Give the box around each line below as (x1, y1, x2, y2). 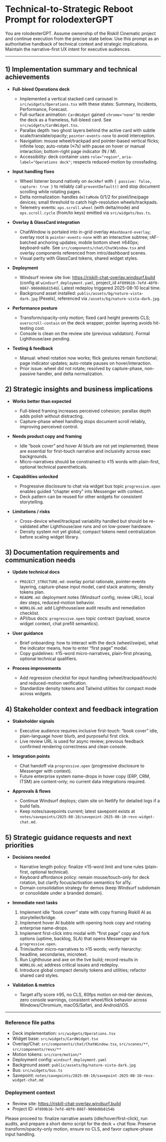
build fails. (19, 803, 41, 809)
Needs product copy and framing (12, 433, 82, 439)
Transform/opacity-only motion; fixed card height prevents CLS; (19, 315, 150, 321)
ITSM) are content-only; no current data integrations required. (19, 779, 146, 785)
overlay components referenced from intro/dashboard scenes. (19, 250, 147, 256)
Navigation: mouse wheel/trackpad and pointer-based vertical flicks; (19, 138, 160, 144)
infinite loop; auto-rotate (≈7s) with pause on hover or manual (19, 143, 145, 149)
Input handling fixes (12, 168, 54, 174)
